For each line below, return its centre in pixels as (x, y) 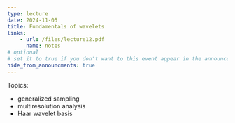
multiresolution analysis (51, 106)
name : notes (43, 46)
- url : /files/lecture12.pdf (62, 40)
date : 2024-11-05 (33, 20)
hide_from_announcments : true (51, 65)
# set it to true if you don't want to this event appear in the (104, 59)
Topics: (18, 85)
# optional (23, 53)
